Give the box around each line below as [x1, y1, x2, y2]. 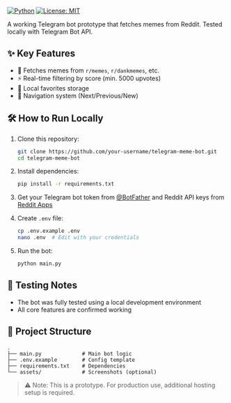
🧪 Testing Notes [7, 280, 78, 291]
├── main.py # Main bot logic [7, 350, 132, 357]
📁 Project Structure [7, 326, 92, 337]
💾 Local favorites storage [17, 84, 90, 92]
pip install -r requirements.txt [17, 181, 115, 188]
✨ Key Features [7, 47, 75, 59]
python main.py [17, 260, 62, 267]
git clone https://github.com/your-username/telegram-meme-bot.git [17, 148, 217, 155]
